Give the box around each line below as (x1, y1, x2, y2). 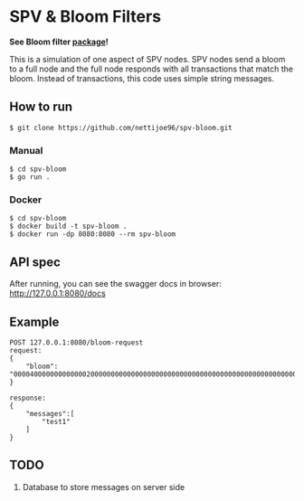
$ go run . (9, 173, 51, 182)
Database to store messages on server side (22, 481, 185, 492)
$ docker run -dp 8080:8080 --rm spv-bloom (9, 230, 176, 239)
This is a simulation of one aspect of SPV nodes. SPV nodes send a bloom (9, 53, 286, 64)
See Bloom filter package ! (9, 36, 109, 47)
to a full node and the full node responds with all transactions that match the (9, 63, 294, 74)
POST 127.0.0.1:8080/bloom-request (9, 337, 144, 347)
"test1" (42, 417, 71, 426)
